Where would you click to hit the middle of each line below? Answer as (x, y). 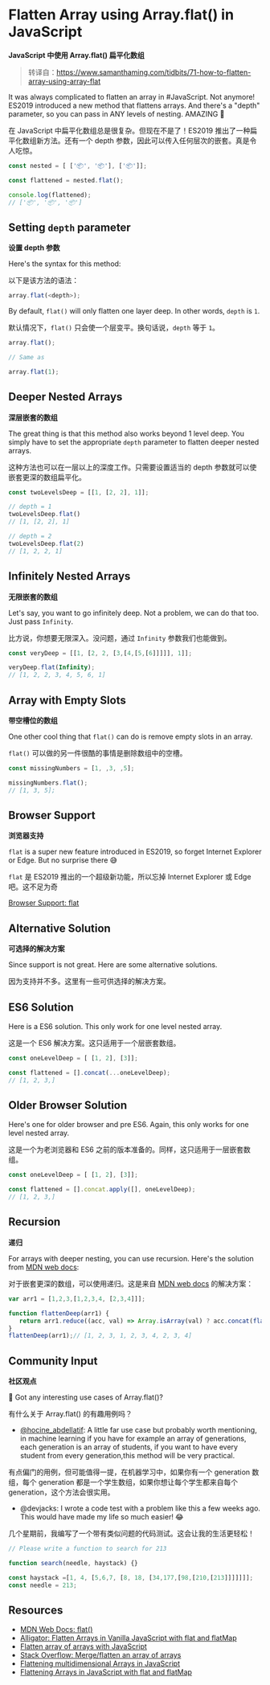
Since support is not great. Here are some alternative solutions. (113, 965)
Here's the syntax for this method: (65, 264)
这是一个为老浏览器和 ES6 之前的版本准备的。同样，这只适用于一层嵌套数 (129, 1150)
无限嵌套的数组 (33, 597)
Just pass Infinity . (41, 621)
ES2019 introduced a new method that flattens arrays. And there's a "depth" (134, 105)
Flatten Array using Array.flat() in (121, 15)
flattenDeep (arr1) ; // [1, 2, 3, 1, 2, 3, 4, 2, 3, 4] (100, 1336)
